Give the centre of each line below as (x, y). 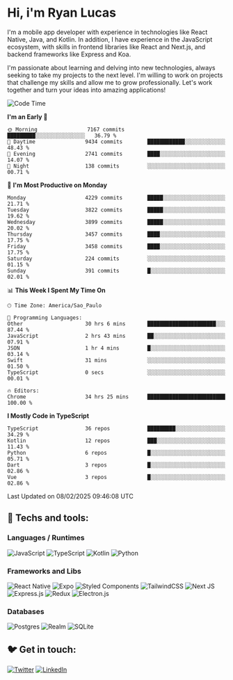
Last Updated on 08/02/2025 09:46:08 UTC (70, 496)
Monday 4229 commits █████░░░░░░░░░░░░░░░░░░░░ (116, 197)
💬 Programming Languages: (45, 318)
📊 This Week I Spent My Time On (56, 290)
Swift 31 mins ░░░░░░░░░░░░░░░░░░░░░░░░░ (116, 360)
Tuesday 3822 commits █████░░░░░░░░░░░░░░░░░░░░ (116, 210)
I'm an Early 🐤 (27, 117)
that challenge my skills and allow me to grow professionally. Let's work (110, 82)
